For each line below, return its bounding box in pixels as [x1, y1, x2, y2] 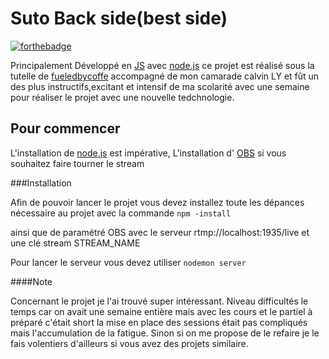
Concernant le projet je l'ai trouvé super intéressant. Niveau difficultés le [10, 295, 309, 307]
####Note [10, 275, 53, 287]
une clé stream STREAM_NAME [10, 237, 141, 249]
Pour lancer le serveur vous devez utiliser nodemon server [10, 256, 247, 268]
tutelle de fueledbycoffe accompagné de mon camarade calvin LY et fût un [10, 70, 320, 82]
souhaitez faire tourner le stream [10, 157, 145, 169]
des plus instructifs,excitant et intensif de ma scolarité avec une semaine [10, 80, 310, 92]
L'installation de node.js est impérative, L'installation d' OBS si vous [10, 147, 287, 159]
